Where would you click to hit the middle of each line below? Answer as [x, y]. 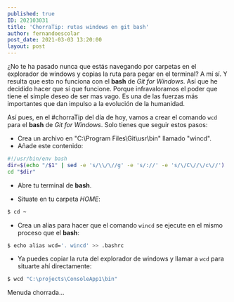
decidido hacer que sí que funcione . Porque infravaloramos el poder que [112, 89]
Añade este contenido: [50, 146]
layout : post [26, 46]
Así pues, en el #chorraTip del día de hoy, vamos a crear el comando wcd [112, 117]
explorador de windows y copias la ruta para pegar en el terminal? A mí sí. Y [117, 74]
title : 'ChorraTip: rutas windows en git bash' [78, 27]
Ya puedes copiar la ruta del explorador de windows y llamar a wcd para [121, 259]
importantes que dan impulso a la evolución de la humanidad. [96, 104]
